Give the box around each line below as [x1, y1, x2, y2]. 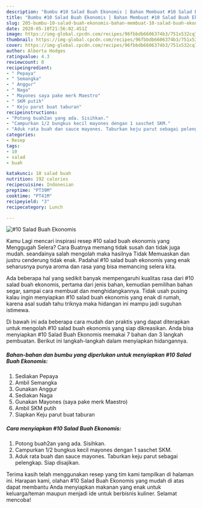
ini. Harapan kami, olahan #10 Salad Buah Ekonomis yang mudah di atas [6, 477, 185, 485]
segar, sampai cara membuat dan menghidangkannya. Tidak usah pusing [6, 287, 188, 295]
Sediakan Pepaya [14, 373, 58, 380]
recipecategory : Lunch [6, 204, 63, 210]
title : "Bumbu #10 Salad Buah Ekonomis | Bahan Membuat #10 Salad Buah [6, 14, 189, 20]
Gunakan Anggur [14, 385, 58, 393]
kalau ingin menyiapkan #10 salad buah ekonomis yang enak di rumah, [6, 294, 181, 301]
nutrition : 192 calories [6, 176, 69, 182]
